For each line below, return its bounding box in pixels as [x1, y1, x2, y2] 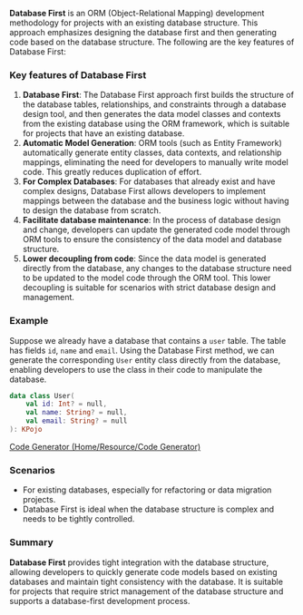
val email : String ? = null [25, 416, 128, 425]
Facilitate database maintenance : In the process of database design [22, 215, 281, 226]
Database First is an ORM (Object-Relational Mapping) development [9, 8, 265, 18]
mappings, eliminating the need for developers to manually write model [22, 157, 288, 168]
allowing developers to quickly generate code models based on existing [9, 566, 279, 577]
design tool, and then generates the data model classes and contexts [22, 109, 281, 120]
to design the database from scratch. [22, 205, 161, 216]
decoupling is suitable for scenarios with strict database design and [22, 282, 277, 293]
